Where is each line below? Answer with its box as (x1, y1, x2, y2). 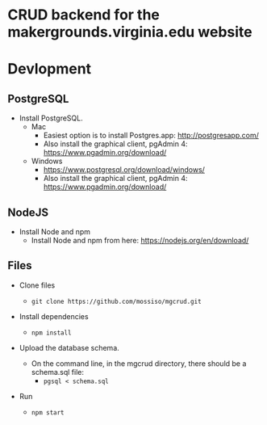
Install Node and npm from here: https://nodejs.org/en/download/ (31, 236, 249, 245)
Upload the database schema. (19, 343, 120, 352)
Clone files (19, 280, 56, 290)
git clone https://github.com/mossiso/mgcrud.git (31, 297, 202, 305)
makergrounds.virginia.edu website (7, 23, 253, 41)
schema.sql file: (31, 367, 85, 377)
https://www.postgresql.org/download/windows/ (43, 165, 205, 175)
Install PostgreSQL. (19, 113, 83, 123)
